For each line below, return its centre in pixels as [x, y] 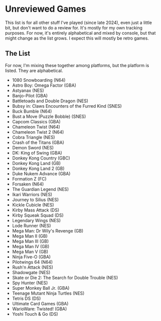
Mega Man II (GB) [30, 236]
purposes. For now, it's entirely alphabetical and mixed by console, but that [80, 33]
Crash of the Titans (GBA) [38, 142]
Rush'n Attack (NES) [33, 267]
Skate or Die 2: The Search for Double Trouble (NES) [65, 277]
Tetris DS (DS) [26, 298]
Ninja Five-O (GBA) [31, 257]
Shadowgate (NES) [31, 272]
